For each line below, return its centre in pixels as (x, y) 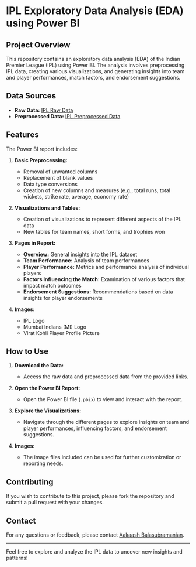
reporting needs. (43, 463)
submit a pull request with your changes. (55, 503)
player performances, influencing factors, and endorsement (95, 428)
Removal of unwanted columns (60, 172)
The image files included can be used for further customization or (102, 457)
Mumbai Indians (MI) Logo (55, 327)
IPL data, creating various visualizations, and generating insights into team (95, 71)
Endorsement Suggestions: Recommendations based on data (98, 292)
